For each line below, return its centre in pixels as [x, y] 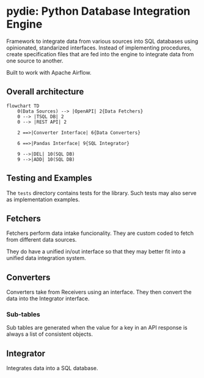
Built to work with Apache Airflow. [49, 72]
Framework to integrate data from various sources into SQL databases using [102, 41]
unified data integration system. [46, 258]
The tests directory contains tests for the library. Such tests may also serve [101, 193]
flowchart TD [23, 106]
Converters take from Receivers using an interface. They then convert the [99, 292]
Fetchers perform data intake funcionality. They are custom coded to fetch [100, 233]
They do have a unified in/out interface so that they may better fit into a [96, 251]
